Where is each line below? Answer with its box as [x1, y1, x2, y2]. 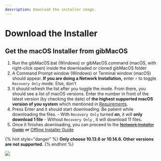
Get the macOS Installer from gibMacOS [5, 47, 128, 56]
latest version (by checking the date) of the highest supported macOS [12, 96, 153, 102]
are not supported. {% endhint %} [5, 141, 74, 147]
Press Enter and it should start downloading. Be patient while [12, 106, 134, 112]
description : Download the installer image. [5, 7, 96, 12]
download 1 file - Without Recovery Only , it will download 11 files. [12, 117, 143, 122]
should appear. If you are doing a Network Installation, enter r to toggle [12, 75, 156, 81]
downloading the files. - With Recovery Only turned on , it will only [12, 111, 143, 117]
